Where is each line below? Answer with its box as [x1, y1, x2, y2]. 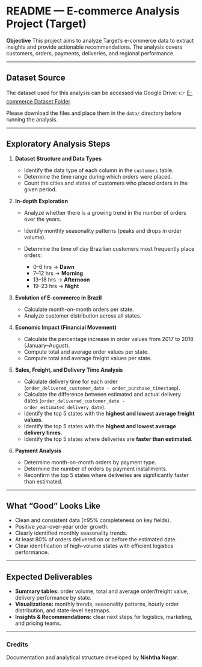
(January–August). [23, 342, 70, 349]
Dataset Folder [34, 97, 71, 105]
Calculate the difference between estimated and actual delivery [23, 390, 182, 398]
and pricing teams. [14, 619, 62, 627]
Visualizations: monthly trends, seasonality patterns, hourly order [14, 600, 179, 608]
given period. [23, 185, 57, 193]
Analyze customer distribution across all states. [23, 312, 142, 319]
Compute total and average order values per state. [23, 348, 149, 355]
